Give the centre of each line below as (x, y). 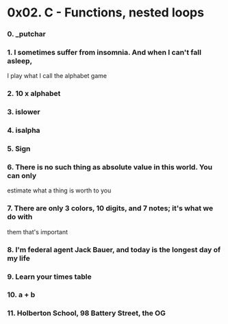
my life (19, 258)
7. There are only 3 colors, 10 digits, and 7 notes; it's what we (110, 208)
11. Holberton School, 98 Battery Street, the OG (86, 313)
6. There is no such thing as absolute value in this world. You (110, 167)
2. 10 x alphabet (34, 94)
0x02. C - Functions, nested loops (105, 13)
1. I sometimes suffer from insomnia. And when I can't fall (104, 53)
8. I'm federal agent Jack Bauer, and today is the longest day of (114, 249)
